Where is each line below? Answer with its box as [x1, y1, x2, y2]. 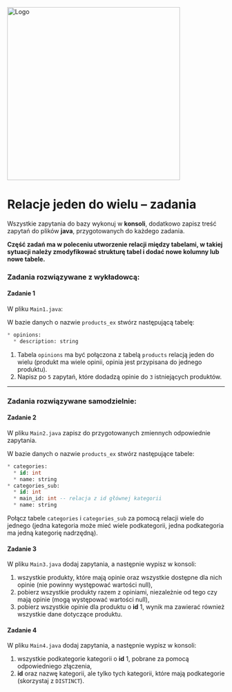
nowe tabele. [7, 255, 46, 263]
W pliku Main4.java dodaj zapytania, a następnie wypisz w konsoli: [7, 641, 197, 650]
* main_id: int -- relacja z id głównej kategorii [13, 495, 162, 502]
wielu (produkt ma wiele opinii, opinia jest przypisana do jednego [17, 358, 202, 366]
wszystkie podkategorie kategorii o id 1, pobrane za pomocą [17, 655, 189, 663]
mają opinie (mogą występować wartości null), [17, 595, 150, 604]
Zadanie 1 [7, 289, 36, 298]
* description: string [13, 338, 79, 345]
